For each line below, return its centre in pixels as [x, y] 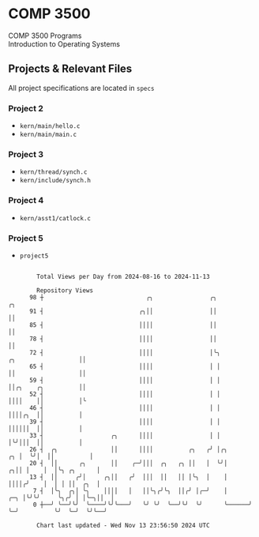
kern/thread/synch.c [53, 172]
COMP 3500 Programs [45, 36]
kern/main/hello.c [50, 126]
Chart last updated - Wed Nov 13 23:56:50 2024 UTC [124, 525]
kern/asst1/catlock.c [55, 218]
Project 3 [26, 154]
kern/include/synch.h [55, 181]
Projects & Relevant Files [70, 69]
